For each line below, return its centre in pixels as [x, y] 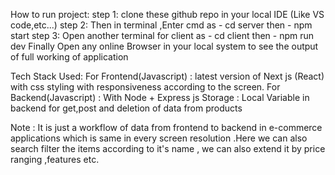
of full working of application [69, 57]
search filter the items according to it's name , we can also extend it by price [168, 148]
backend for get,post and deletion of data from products [126, 108]
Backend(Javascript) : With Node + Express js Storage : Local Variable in [160, 97]
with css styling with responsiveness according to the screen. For [145, 87]
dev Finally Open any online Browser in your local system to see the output [164, 46]
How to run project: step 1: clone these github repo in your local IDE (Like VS [167, 14]
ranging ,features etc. [55, 159]
